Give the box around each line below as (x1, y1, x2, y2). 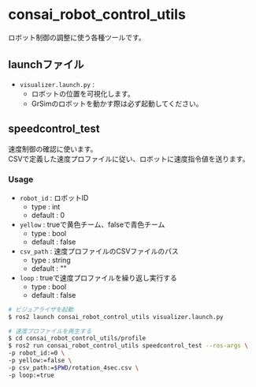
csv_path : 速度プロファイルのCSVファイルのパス (19, 246, 179, 256)
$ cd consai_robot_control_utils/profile (8, 334, 147, 343)
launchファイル (8, 58, 84, 72)
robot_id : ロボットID (19, 193, 89, 202)
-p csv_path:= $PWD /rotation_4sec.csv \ (8, 363, 139, 372)
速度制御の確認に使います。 (8, 144, 98, 153)
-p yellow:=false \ (8, 357, 72, 365)
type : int (31, 201, 61, 211)
